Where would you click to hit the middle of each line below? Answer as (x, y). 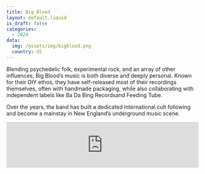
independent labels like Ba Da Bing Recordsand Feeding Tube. (85, 95)
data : (13, 40)
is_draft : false (27, 23)
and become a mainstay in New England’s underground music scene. (93, 113)
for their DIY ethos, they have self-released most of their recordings (92, 82)
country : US (27, 52)
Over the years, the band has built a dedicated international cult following (99, 107)
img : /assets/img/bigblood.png (52, 46)
